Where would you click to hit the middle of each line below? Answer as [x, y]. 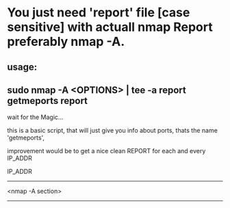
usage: [22, 67]
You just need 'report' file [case [99, 13]
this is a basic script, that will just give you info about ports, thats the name [112, 131]
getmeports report [47, 101]
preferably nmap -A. [66, 42]
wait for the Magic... [35, 117]
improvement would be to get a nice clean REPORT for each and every [106, 151]
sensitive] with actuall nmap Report [110, 27]
